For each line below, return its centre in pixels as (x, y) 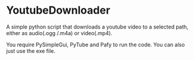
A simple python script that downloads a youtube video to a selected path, (97, 27)
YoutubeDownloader (58, 10)
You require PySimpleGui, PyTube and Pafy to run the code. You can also (96, 45)
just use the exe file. (31, 50)
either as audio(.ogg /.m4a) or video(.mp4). (59, 33)
